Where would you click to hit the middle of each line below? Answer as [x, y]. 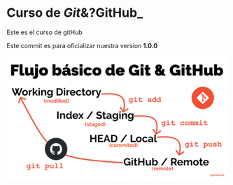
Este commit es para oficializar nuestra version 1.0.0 [82, 45]
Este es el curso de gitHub [45, 32]
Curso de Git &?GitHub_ [75, 13]
